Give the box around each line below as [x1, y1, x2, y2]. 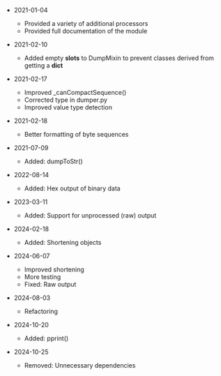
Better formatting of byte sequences [24, 130, 129, 138]
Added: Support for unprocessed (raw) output [24, 211, 157, 219]
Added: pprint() [24, 334, 69, 343]
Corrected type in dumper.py [24, 96, 108, 104]
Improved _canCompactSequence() [24, 89, 127, 96]
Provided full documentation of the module [24, 27, 148, 35]
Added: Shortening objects [24, 239, 102, 246]
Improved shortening [24, 265, 85, 273]
